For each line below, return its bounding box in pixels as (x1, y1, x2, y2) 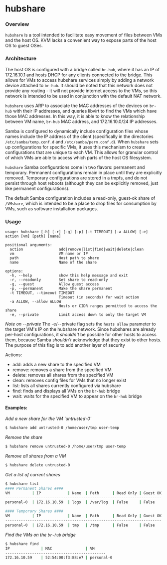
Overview (5, 21, 29, 28)
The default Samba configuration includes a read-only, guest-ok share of (5, 195, 156, 201)
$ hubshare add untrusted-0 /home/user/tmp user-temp (5, 425, 120, 430)
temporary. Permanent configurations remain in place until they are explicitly (5, 169, 162, 175)
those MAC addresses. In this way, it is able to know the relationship (5, 113, 145, 119)
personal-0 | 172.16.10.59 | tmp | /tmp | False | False (5, 523, 155, 528)
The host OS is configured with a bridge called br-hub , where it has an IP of (5, 66, 160, 72)
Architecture (5, 55, 37, 62)
